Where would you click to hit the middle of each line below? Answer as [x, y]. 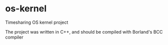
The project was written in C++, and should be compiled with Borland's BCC [84, 32]
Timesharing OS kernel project [37, 22]
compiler [14, 37]
